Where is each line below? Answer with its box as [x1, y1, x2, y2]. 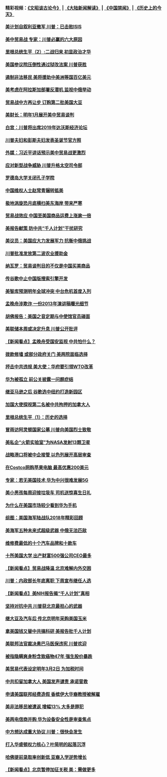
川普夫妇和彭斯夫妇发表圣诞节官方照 [5, 137, 81, 143]
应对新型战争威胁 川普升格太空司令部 [5, 162, 82, 168]
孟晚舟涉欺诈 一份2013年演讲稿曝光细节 [5, 301, 89, 307]
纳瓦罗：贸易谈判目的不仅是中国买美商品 [5, 263, 90, 269]
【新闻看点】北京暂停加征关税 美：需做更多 [5, 766, 96, 773]
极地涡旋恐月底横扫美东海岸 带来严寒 [5, 200, 82, 206]
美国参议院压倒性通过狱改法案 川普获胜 [5, 61, 87, 67]
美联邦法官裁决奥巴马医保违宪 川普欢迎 [5, 641, 87, 647]
